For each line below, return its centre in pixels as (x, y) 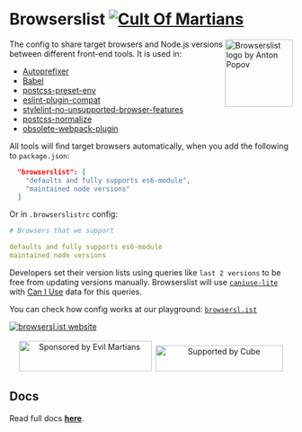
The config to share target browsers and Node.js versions (116, 44)
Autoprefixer (45, 71)
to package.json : (40, 155)
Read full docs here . (47, 418)
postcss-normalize (57, 119)
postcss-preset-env (59, 90)
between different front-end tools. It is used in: (96, 53)
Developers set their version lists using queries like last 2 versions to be (145, 273)
